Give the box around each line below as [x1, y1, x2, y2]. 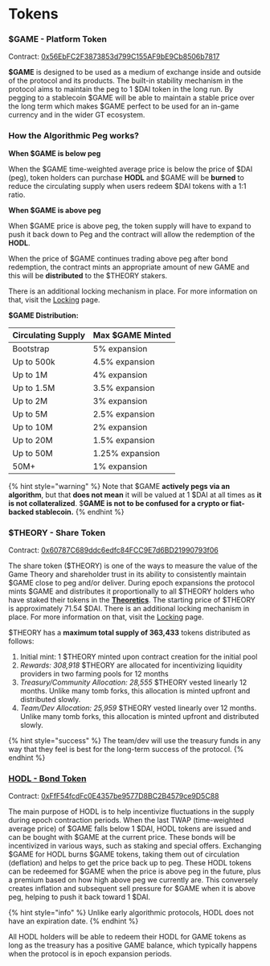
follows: [8, 636, 35, 646]
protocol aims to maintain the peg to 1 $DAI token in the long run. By [8, 84, 234, 94]
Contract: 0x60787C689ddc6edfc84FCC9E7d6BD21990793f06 [8, 545, 219, 555]
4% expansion [92, 369, 148, 380]
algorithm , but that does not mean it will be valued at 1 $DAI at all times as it [8, 490, 262, 499]
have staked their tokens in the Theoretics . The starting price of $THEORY [8, 595, 256, 605]
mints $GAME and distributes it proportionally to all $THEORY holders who [8, 586, 255, 596]
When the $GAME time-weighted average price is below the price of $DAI [8, 164, 253, 174]
